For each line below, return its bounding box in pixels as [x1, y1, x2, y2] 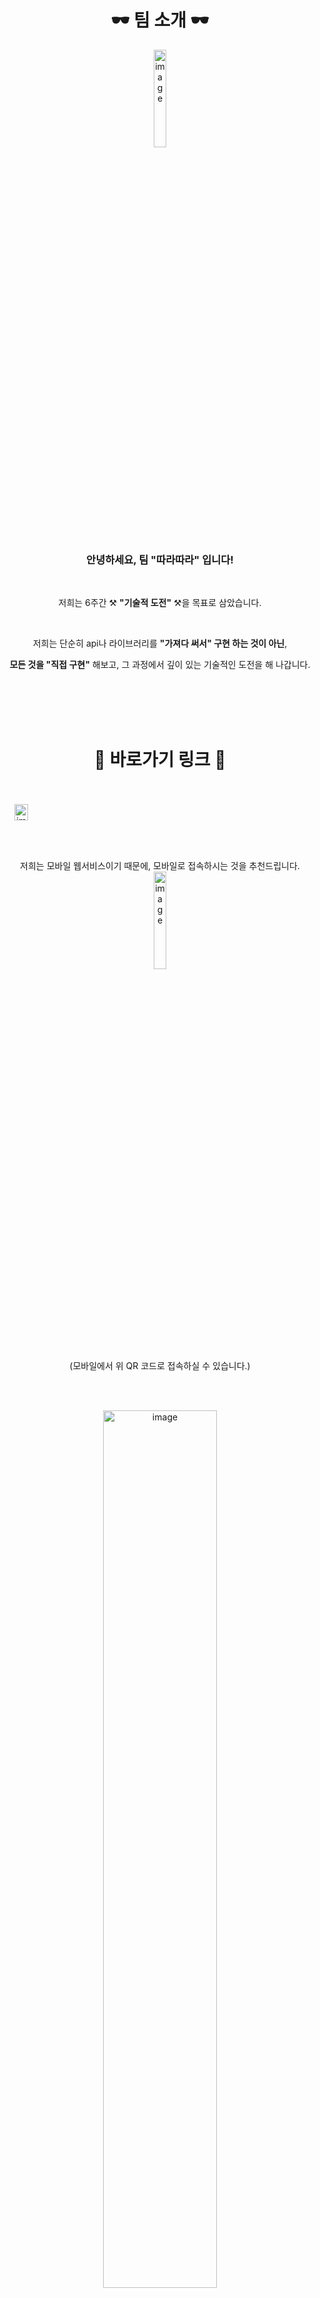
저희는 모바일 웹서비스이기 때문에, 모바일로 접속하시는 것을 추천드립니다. [20, 860, 300, 872]
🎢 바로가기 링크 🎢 [93, 749, 227, 771]
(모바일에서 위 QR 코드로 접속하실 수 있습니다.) [69, 1360, 251, 1372]
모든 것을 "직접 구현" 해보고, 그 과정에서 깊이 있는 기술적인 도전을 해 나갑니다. [9, 659, 311, 671]
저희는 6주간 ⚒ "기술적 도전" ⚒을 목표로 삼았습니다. [58, 597, 262, 609]
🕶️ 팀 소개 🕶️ [110, 9, 210, 32]
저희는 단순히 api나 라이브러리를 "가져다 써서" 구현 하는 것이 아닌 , [32, 637, 288, 650]
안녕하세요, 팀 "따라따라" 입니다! [86, 552, 234, 566]
